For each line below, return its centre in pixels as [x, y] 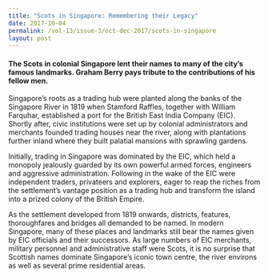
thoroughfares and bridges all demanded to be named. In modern [116, 223]
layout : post [30, 38]
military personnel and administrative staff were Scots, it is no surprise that [132, 248]
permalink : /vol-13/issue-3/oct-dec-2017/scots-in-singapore [112, 30]
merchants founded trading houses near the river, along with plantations [127, 132]
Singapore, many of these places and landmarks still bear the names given [131, 232]
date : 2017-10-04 [37, 23]
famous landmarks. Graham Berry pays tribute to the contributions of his [132, 72]
